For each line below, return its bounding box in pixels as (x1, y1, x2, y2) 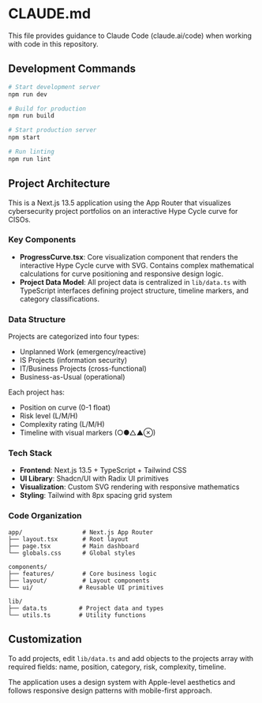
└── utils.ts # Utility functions (8, 611, 147, 619)
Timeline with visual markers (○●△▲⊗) (19, 428, 156, 438)
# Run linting (8, 148, 55, 155)
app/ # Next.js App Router (8, 528, 154, 537)
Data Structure (8, 313, 66, 324)
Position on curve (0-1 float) (19, 403, 111, 413)
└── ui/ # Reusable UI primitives (8, 583, 164, 592)
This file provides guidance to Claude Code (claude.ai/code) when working (8, 31, 253, 40)
